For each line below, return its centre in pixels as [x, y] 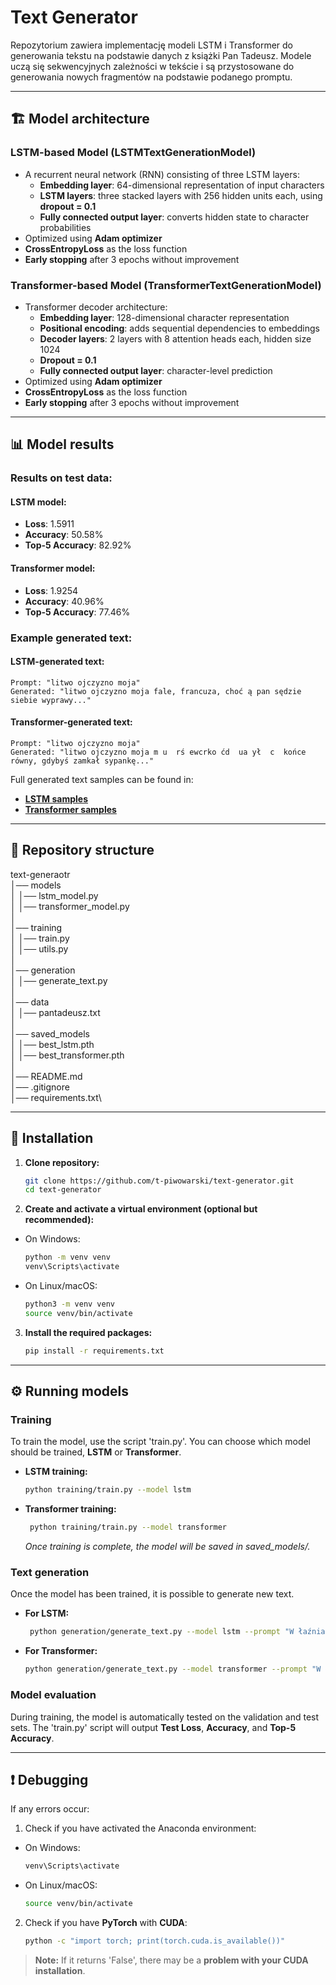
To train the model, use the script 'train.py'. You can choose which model [161, 1442]
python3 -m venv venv [70, 1304]
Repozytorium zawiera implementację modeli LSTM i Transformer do [151, 45]
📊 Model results [62, 444]
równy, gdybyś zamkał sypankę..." [82, 761]
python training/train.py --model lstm [108, 1490]
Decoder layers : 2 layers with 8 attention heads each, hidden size [175, 338]
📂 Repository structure [82, 850]
